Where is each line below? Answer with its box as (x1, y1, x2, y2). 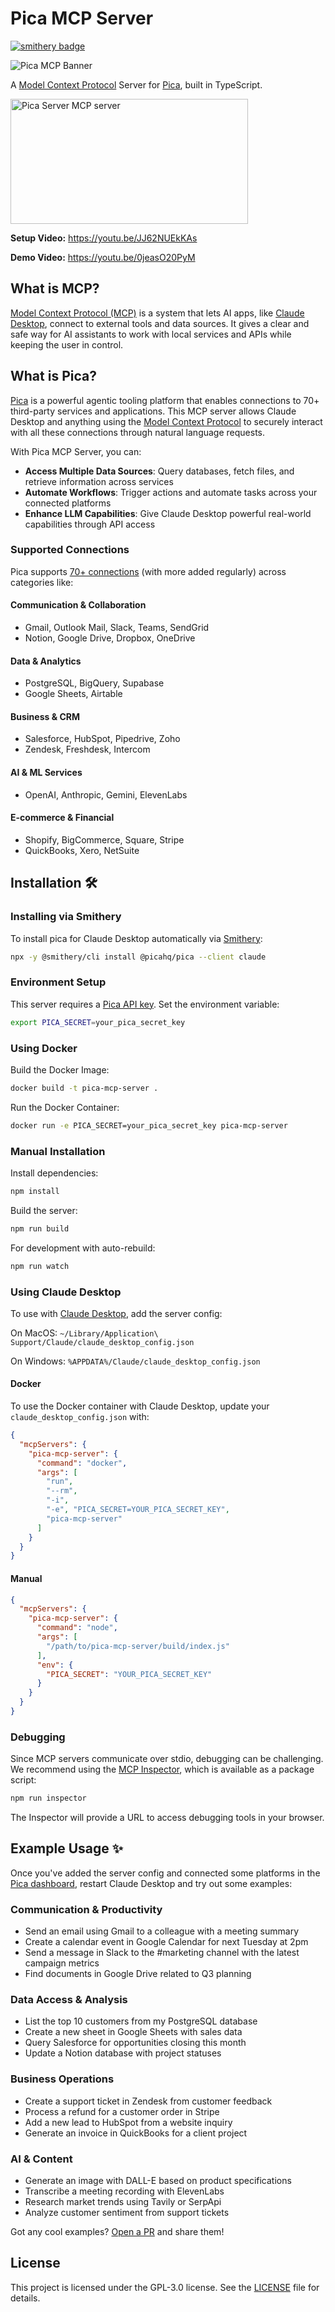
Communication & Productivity (10, 1902, 163, 1916)
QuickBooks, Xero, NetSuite (24, 844, 140, 856)
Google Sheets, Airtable (24, 688, 123, 700)
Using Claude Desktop (10, 1285, 122, 1299)
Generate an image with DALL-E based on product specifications (24, 2175, 292, 2187)
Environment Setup (10, 975, 107, 989)
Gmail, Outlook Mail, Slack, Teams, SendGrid (24, 622, 210, 634)
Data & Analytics (10, 655, 82, 667)
